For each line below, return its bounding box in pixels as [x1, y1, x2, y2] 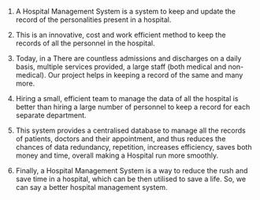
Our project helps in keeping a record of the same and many [47, 71, 243, 79]
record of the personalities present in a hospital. [15, 15, 172, 24]
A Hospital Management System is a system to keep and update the [15, 7, 236, 16]
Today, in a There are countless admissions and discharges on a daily [15, 54, 242, 63]
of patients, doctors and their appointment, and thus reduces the [15, 134, 226, 144]
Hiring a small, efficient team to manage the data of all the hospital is [15, 94, 239, 103]
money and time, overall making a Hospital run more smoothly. [15, 151, 219, 160]
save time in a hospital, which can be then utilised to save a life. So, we [15, 174, 247, 184]
